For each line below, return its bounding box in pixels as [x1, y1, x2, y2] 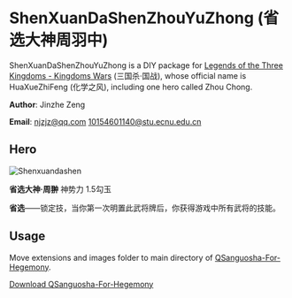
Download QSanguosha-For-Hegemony [9, 279, 154, 289]
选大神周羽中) [9, 30, 109, 50]
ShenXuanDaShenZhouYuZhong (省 [9, 8, 280, 28]
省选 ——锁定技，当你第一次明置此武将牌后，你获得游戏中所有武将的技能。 [9, 202, 280, 213]
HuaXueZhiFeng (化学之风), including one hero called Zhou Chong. [9, 81, 253, 92]
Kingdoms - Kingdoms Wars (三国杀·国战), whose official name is [9, 70, 247, 80]
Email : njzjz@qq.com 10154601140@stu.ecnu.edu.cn [9, 116, 202, 126]
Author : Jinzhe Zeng [9, 99, 86, 110]
